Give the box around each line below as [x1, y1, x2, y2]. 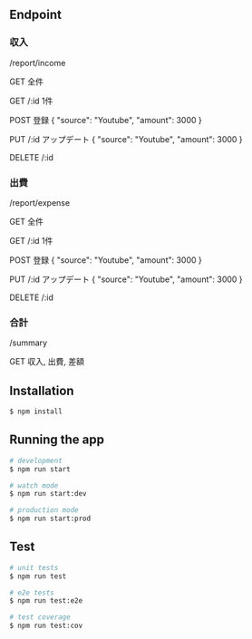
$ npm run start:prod [9, 514, 92, 524]
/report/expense [9, 197, 71, 208]
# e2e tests [9, 588, 54, 597]
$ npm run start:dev [9, 489, 88, 499]
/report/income [9, 57, 66, 68]
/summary [9, 337, 48, 348]
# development [9, 456, 63, 465]
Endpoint [9, 7, 62, 23]
